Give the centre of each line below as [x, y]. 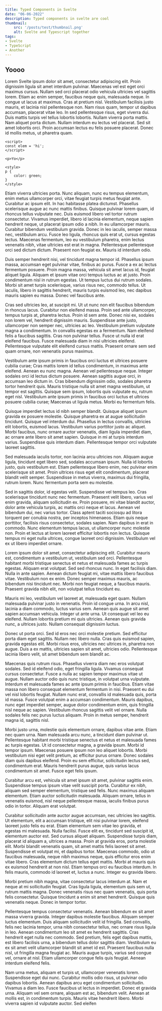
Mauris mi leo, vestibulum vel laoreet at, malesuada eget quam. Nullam [75, 598]
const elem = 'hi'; [25, 146]
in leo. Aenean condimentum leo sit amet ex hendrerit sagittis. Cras [72, 932]
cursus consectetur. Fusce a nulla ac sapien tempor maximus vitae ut [74, 674]
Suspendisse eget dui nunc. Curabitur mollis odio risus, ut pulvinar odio [76, 978]
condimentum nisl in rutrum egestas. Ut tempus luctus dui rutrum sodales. [79, 280]
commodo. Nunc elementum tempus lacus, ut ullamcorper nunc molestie [77, 528]
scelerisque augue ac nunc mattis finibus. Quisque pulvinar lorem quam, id [80, 209]
